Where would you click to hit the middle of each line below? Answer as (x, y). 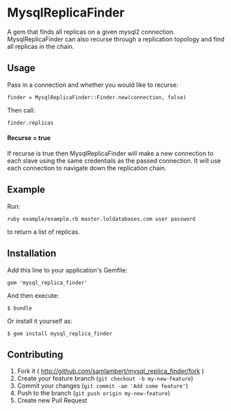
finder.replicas (30, 123)
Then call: (21, 110)
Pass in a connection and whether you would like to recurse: (93, 85)
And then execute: (33, 295)
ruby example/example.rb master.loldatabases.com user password (101, 219)
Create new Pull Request (52, 401)
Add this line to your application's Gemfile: (67, 270)
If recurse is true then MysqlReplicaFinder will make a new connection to (110, 153)
